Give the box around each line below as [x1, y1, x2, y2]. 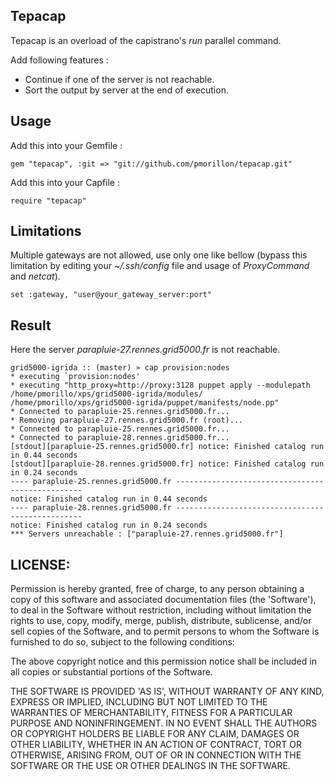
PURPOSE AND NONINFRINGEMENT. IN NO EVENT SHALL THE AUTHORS [10, 717, 318, 729]
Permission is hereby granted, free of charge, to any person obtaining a [10, 583, 305, 595]
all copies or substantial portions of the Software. [10, 666, 213, 678]
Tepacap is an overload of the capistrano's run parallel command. [10, 34, 282, 46]
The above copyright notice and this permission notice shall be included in [10, 655, 317, 668]
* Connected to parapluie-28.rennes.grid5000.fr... [10, 433, 230, 443]
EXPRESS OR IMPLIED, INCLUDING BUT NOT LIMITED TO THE [10, 696, 268, 708]
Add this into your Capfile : [10, 176, 120, 188]
